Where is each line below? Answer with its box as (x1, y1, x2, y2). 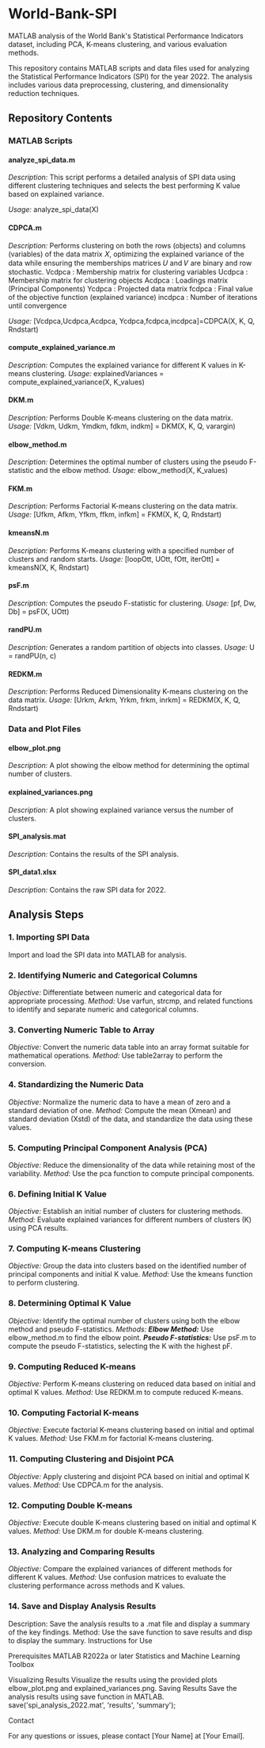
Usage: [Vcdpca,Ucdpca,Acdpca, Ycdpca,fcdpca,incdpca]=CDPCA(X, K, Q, (8, 316, 256, 325)
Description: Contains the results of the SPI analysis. (8, 849, 180, 859)
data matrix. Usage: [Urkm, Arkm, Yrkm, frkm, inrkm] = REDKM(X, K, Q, (8, 695, 241, 705)
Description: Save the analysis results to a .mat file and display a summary (8, 1619, 251, 1628)
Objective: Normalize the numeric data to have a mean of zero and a (8, 1097, 231, 1107)
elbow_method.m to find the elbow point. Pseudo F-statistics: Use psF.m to (8, 1332, 257, 1342)
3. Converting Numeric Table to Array (8, 1024, 155, 1035)
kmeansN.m (8, 528, 50, 538)
